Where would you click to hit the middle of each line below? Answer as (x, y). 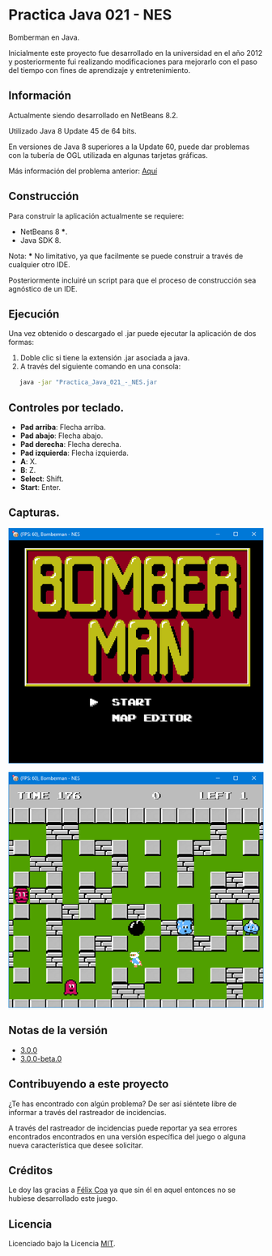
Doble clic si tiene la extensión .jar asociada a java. (105, 358)
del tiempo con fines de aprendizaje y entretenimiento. (100, 70)
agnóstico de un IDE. (43, 288)
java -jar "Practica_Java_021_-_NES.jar (88, 382)
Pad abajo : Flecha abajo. (62, 436)
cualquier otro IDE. (39, 264)
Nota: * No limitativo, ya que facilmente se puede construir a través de (126, 256)
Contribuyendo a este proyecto (89, 1084)
